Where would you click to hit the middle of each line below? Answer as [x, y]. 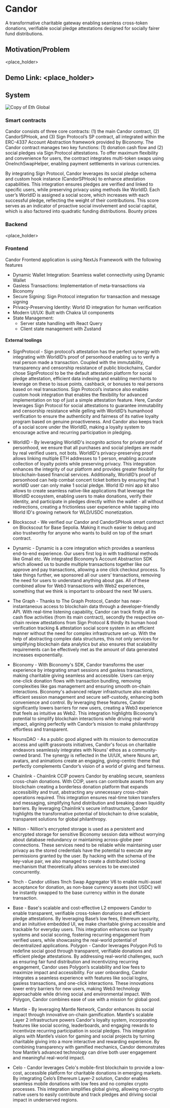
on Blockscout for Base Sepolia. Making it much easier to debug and [84, 527]
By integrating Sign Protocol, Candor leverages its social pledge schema [81, 173]
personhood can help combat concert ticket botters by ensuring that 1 [86, 480]
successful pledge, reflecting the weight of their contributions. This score [82, 200]
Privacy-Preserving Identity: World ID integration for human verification [87, 307]
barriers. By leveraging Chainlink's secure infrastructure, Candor [80, 808]
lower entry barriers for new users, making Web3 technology [76, 989]
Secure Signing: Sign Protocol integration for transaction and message [86, 296]
